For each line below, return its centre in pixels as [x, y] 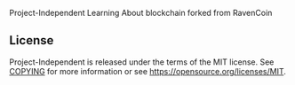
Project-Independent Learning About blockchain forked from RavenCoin [141, 13]
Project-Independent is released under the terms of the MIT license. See [142, 62]
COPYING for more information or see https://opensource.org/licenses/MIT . [148, 71]
